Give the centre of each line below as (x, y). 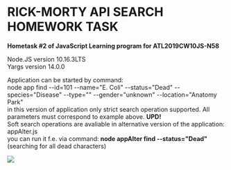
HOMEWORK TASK (63, 27)
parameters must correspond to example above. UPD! (84, 116)
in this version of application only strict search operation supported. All (109, 109)
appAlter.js (23, 131)
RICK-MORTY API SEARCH (85, 12)
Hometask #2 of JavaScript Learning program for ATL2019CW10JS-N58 (113, 46)
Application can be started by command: (65, 79)
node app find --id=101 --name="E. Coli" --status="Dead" (90, 87)
